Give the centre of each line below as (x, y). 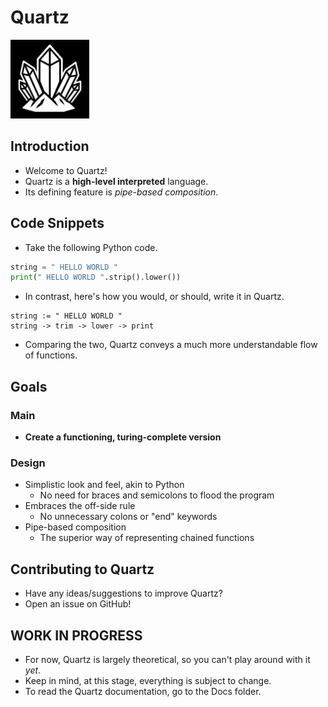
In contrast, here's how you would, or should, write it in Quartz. (154, 297)
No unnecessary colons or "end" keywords (128, 517)
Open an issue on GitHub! (78, 604)
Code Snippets (57, 223)
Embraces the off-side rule (80, 506)
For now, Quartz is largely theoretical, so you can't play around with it (167, 659)
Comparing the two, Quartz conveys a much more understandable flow (171, 345)
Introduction (50, 146)
